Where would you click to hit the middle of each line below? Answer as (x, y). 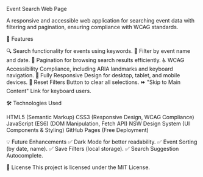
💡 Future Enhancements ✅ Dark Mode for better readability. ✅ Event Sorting (102, 142)
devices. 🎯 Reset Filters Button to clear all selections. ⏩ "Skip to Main (94, 82)
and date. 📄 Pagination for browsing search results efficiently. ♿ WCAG (95, 60)
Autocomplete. (25, 155)
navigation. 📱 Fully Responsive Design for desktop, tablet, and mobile (93, 75)
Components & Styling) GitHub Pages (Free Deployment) (78, 130)
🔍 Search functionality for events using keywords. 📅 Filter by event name (98, 51)
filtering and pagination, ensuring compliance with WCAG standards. (92, 27)
